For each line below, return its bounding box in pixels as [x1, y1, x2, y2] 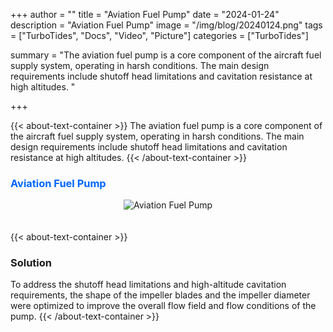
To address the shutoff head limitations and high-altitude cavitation [10, 279, 287, 291]
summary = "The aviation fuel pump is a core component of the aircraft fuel [10, 49, 322, 61]
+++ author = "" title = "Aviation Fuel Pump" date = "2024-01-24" [10, 9, 280, 20]
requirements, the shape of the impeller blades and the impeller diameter [10, 289, 311, 301]
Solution [10, 255, 53, 269]
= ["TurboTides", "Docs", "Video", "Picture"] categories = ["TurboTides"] [10, 30, 309, 41]
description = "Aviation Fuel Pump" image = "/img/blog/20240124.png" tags [10, 19, 323, 31]
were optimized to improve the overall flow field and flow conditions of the [10, 300, 317, 312]
